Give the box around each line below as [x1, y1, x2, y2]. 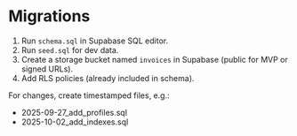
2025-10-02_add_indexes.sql [20, 117, 129, 127]
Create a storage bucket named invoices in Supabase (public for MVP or [20, 54, 288, 64]
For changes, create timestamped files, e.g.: [8, 90, 170, 101]
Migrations [8, 6, 91, 26]
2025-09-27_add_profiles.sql [20, 107, 128, 117]
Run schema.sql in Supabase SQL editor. [20, 35, 169, 46]
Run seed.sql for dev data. [20, 44, 119, 55]
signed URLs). [20, 64, 73, 74]
